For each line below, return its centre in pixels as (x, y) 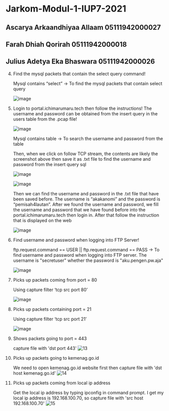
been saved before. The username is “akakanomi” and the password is (87, 199)
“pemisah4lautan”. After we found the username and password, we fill (86, 204)
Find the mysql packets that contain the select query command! (79, 74)
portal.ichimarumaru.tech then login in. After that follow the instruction (86, 215)
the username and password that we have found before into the (79, 210)
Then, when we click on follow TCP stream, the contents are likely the (86, 154)
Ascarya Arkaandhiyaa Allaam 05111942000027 (83, 27)
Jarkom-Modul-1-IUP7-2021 (66, 9)
